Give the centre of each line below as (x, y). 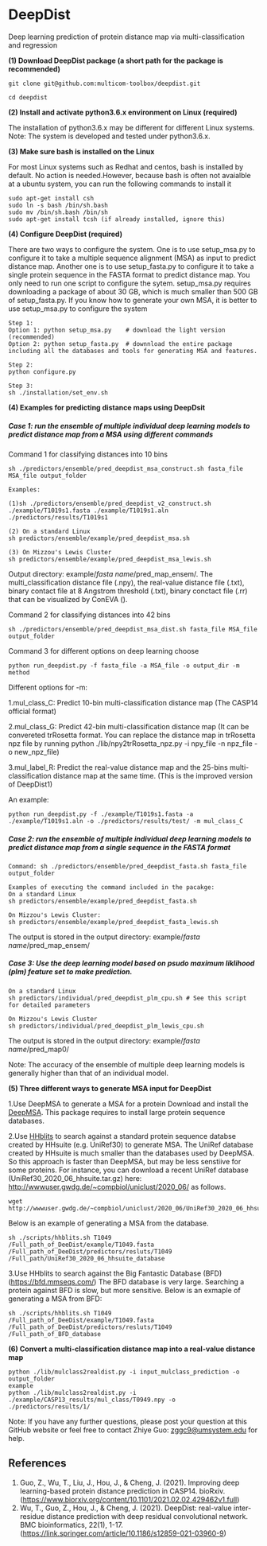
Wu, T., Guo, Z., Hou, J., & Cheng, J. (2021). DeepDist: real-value (126, 1508)
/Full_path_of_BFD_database (55, 1334)
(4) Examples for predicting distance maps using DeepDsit (106, 407)
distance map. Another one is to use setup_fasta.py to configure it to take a (131, 266)
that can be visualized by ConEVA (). (68, 599)
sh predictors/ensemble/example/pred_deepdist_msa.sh (99, 538)
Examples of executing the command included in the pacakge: (112, 887)
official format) (33, 711)
